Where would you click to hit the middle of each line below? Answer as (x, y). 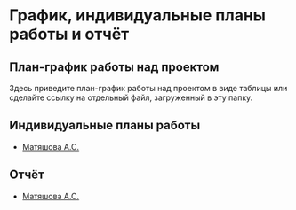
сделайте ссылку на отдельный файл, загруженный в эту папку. (131, 97)
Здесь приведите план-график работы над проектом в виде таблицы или (148, 88)
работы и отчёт (69, 34)
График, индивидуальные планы (138, 16)
